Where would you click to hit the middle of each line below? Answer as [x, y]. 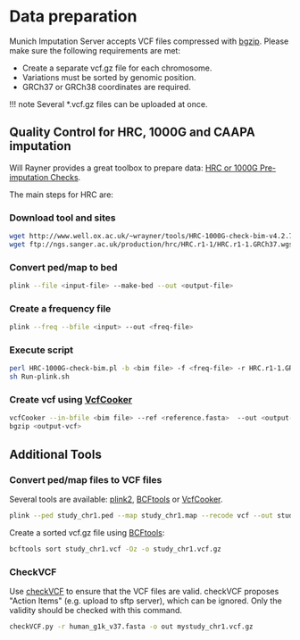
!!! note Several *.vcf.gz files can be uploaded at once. [108, 104]
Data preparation [73, 17]
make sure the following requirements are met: [95, 50]
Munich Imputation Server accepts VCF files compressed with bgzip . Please [149, 41]
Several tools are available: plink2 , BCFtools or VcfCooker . [116, 499]
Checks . [66, 177]
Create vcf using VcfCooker [71, 400]
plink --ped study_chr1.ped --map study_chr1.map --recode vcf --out [142, 515]
